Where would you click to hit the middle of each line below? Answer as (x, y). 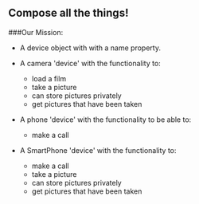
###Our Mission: (36, 32)
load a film (49, 78)
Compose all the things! (68, 13)
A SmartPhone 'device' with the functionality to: (98, 150)
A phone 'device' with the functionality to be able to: (105, 120)
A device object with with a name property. (90, 48)
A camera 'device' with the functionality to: (90, 63)
